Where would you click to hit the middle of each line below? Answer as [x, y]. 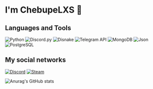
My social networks [35, 60]
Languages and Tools [38, 28]
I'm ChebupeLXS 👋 [44, 10]
